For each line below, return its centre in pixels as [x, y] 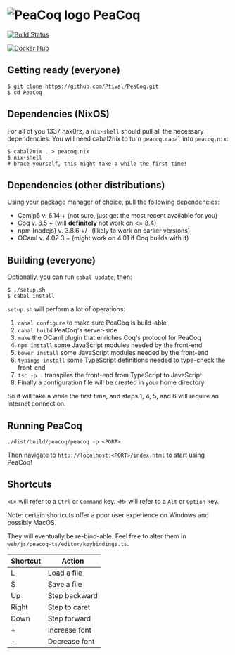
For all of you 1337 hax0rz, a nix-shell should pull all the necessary [106, 131]
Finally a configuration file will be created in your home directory [111, 382]
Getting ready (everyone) [64, 70]
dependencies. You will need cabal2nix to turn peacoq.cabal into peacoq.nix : [118, 138]
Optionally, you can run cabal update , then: [70, 277]
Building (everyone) [52, 260]
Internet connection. [37, 403]
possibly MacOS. [32, 522]
